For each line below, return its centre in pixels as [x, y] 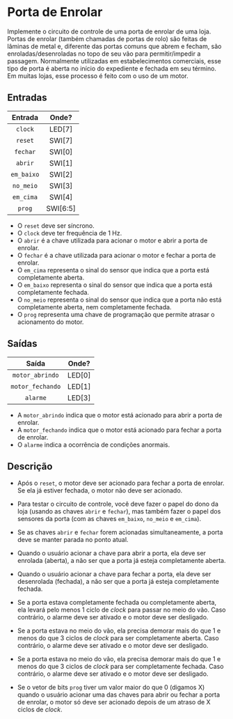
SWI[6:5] [61, 208]
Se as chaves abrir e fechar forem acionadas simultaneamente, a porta [120, 532]
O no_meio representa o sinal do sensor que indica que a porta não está [119, 300]
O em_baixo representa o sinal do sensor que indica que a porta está [115, 285]
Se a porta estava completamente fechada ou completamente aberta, [117, 603]
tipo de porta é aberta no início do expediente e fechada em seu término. [112, 68]
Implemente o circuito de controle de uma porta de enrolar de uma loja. [109, 31]
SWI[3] [61, 185]
